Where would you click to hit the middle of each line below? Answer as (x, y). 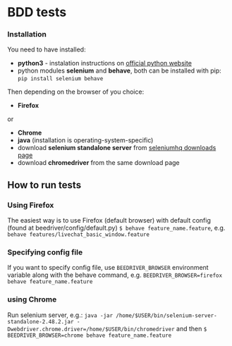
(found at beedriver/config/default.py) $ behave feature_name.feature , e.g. (116, 228)
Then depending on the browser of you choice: (76, 92)
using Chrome (32, 299)
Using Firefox (31, 205)
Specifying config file (45, 252)
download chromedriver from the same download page (98, 163)
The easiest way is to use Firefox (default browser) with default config (109, 221)
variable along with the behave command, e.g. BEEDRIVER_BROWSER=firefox (115, 275)
